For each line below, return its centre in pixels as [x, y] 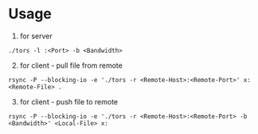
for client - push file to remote [69, 101]
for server [36, 36]
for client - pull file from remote [71, 65]
